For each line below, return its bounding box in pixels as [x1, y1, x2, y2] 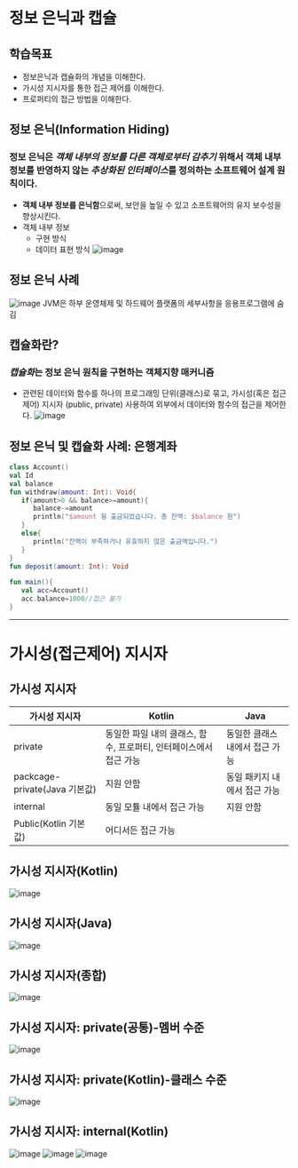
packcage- [13, 770, 61, 783]
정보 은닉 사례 [9, 273, 80, 288]
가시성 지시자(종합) [9, 967, 107, 982]
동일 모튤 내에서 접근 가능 [105, 800, 206, 813]
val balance [9, 479, 53, 489]
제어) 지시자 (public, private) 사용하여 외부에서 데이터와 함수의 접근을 [21, 399, 263, 409]
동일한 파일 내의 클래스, [105, 727, 197, 740]
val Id [9, 471, 34, 480]
